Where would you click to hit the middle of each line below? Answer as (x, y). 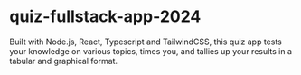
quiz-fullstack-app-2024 (105, 17)
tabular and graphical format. (64, 61)
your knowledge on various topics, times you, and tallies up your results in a (150, 51)
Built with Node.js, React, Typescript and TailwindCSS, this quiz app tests (146, 42)
